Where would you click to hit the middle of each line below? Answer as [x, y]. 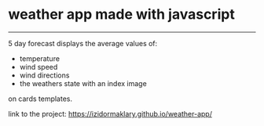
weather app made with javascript [122, 14]
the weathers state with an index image [83, 83]
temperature [40, 58]
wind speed [38, 67]
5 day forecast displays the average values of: [83, 43]
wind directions [44, 75]
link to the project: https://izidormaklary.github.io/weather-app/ [110, 113]
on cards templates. [40, 99]
